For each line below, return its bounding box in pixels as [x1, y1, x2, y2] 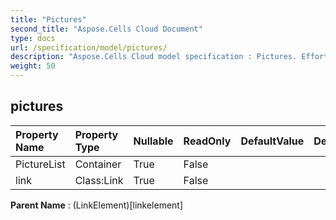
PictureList [15, 157, 66, 171]
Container [74, 157, 122, 171]
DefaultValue [240, 134, 305, 148]
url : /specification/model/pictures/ [10, 42, 168, 53]
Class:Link [74, 173, 124, 187]
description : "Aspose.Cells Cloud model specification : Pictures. [10, 52, 298, 62]
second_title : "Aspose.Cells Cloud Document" [10, 24, 203, 34]
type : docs [10, 33, 56, 43]
